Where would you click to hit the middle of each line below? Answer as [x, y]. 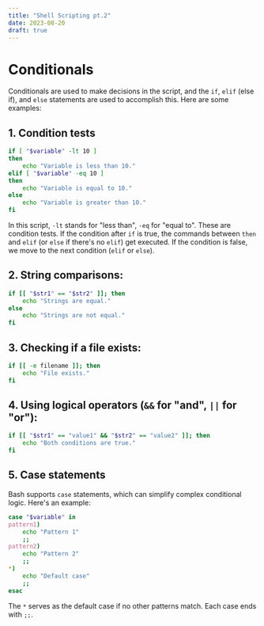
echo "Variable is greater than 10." [85, 203]
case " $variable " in [42, 517]
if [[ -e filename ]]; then [55, 366]
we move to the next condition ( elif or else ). [81, 250]
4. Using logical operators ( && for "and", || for [123, 406]
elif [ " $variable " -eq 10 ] [56, 173]
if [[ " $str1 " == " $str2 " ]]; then [67, 294]
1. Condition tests [52, 133]
